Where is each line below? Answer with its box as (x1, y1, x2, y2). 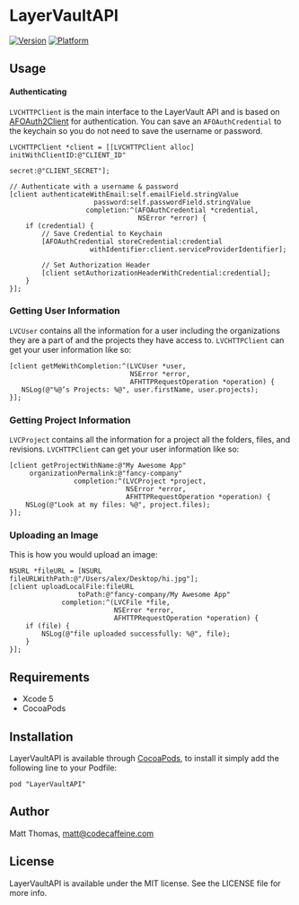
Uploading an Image (9, 529, 99, 541)
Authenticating (9, 86, 67, 97)
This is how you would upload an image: (9, 549, 159, 560)
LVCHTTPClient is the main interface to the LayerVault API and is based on (9, 106, 280, 117)
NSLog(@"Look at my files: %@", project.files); (25, 500, 211, 510)
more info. (9, 887, 48, 898)
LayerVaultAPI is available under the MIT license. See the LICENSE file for (9, 877, 281, 889)
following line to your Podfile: (9, 762, 118, 773)
